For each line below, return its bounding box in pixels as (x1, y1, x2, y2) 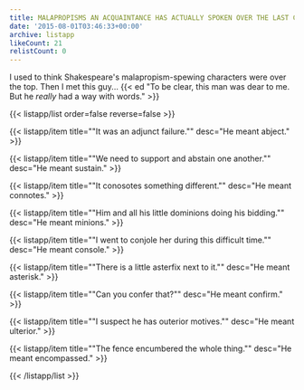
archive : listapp (9, 30, 75, 39)
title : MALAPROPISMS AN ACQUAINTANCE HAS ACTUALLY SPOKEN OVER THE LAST (9, 13, 290, 23)
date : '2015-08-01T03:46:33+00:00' (9, 22, 144, 31)
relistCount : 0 (9, 47, 67, 56)
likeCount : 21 (9, 38, 63, 48)
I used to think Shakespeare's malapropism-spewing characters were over (9, 71, 287, 82)
